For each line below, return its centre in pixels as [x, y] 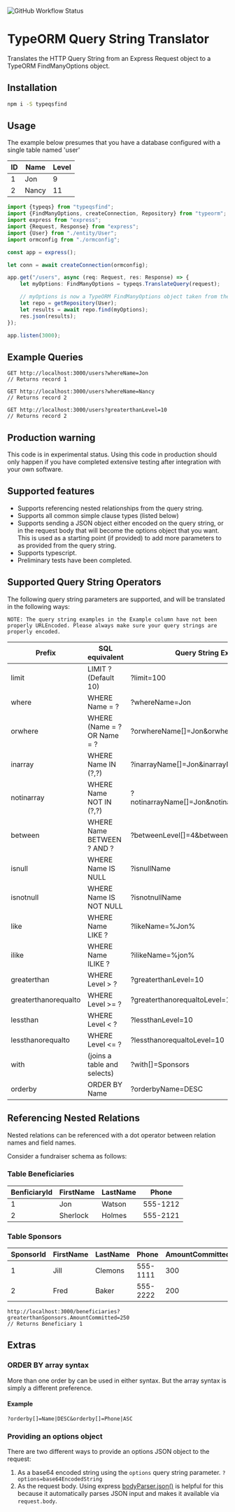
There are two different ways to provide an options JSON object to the [108, 1452]
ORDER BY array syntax [48, 1365]
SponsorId [29, 1254]
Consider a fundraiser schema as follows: [67, 1156]
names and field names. [42, 1142]
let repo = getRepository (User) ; [69, 303]
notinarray [28, 797]
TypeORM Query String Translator [108, 39]
